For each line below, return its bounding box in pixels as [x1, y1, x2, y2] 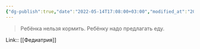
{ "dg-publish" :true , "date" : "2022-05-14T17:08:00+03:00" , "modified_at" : [5, 8, 187, 15]
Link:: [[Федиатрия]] [5, 36, 57, 43]
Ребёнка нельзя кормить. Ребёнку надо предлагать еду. [20, 25, 165, 32]
